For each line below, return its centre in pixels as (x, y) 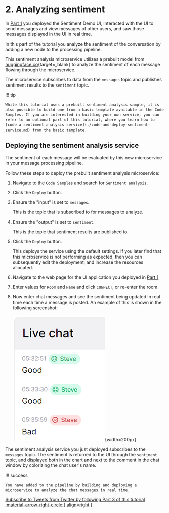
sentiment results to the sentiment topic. (47, 85)
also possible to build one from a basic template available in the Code (85, 110)
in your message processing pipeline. (44, 163)
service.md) (18, 130)
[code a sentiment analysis (35, 125)
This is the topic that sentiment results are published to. (71, 232)
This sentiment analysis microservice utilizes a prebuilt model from (75, 59)
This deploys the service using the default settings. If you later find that (87, 251)
